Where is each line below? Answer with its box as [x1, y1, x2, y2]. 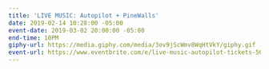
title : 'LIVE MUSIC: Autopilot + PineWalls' [8, 11, 159, 20]
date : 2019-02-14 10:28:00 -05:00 [8, 19, 124, 27]
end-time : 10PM [8, 33, 59, 42]
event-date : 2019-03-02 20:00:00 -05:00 [8, 26, 146, 34]
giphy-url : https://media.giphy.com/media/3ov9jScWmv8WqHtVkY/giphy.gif [8, 41, 256, 49]
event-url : [8, 48, 45, 56]
